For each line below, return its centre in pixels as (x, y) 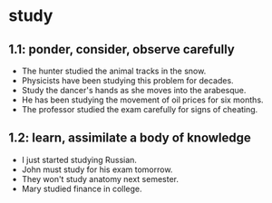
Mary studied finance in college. (82, 188)
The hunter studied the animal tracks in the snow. (114, 71)
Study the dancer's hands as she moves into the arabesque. (134, 90)
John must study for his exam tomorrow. (97, 169)
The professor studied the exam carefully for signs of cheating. (140, 109)
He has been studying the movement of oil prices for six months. (142, 100)
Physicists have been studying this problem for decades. (127, 81)
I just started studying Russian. (79, 159)
